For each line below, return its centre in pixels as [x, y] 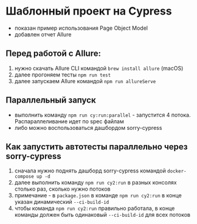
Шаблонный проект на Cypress [89, 11]
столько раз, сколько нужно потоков [62, 189]
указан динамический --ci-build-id [62, 202]
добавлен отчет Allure [43, 34]
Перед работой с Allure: [54, 54]
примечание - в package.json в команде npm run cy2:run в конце [98, 195]
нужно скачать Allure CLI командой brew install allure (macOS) [99, 68]
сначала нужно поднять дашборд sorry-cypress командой [90, 171]
